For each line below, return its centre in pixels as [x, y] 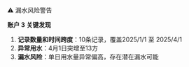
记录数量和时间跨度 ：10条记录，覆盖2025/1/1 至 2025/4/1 [99, 39]
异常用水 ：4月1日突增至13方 [57, 48]
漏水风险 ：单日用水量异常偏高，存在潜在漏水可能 [88, 57]
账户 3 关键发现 [29, 25]
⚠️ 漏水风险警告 [30, 10]
